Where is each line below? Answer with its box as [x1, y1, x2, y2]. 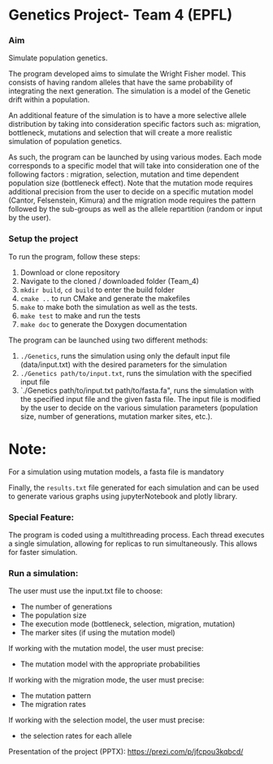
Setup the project [8, 234, 79, 245]
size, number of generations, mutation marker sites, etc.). [19, 411, 213, 421]
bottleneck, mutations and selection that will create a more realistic [8, 128, 233, 138]
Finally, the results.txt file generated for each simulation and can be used [8, 482, 259, 492]
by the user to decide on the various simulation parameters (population [19, 403, 258, 413]
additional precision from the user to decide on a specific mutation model [8, 187, 253, 197]
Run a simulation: [8, 567, 79, 578]
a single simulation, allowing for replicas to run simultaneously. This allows [8, 539, 258, 548]
